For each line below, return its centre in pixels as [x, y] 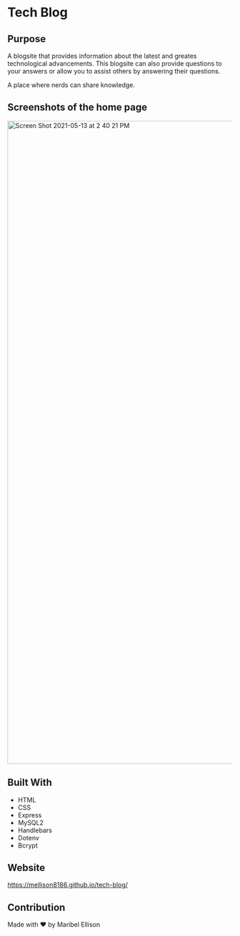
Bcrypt [27, 845]
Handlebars [35, 830]
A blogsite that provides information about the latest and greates [102, 56]
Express [30, 815]
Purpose [27, 39]
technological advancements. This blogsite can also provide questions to [115, 64]
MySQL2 [31, 822]
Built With [30, 783]
